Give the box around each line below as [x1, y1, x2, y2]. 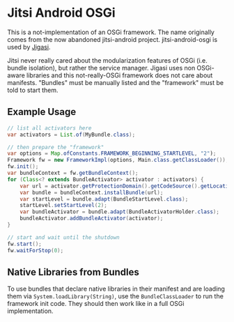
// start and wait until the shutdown [7, 233, 120, 241]
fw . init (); [7, 163, 39, 170]
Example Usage [7, 106, 77, 118]
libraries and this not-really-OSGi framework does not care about [26, 71, 213, 79]
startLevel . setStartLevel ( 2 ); [19, 202, 108, 209]
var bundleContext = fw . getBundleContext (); [7, 169, 139, 176]
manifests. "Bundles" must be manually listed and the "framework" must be [7, 78, 224, 86]
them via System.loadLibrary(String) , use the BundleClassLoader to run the [7, 292, 224, 300]
